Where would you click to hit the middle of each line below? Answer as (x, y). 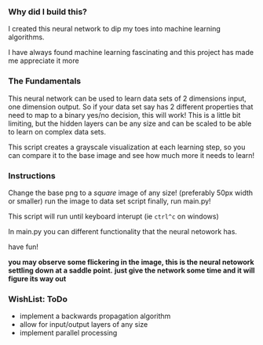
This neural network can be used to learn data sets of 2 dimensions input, (128, 98)
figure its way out (37, 278)
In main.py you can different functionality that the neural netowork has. (123, 231)
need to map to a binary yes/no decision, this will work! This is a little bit (124, 115)
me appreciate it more (44, 61)
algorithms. (26, 37)
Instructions (32, 175)
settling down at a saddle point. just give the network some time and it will (131, 270)
